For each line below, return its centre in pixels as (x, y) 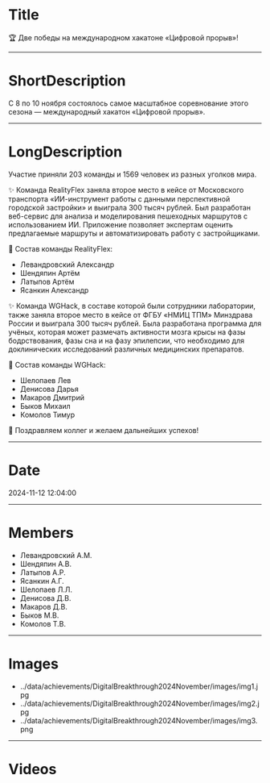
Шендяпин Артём (50, 273)
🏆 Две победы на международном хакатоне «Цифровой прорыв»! (123, 37)
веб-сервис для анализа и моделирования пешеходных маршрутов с (128, 216)
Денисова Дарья (49, 389)
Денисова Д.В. (45, 598)
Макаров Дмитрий (52, 398)
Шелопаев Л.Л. (46, 589)
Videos (33, 769)
